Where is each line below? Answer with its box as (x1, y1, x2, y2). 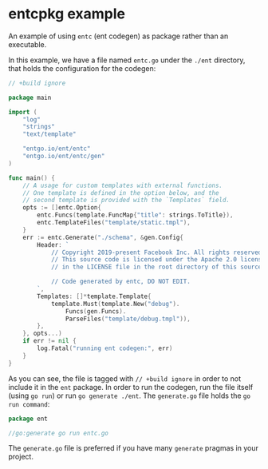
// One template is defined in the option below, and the (22, 189, 219, 197)
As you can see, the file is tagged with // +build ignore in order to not (8, 373, 242, 384)
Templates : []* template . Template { (37, 292, 152, 300)
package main (8, 93, 52, 101)
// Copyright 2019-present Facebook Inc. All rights (50, 248, 230, 256)
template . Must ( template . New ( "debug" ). (50, 300, 180, 308)
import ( (8, 108, 37, 116)
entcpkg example (8, 5, 126, 23)
